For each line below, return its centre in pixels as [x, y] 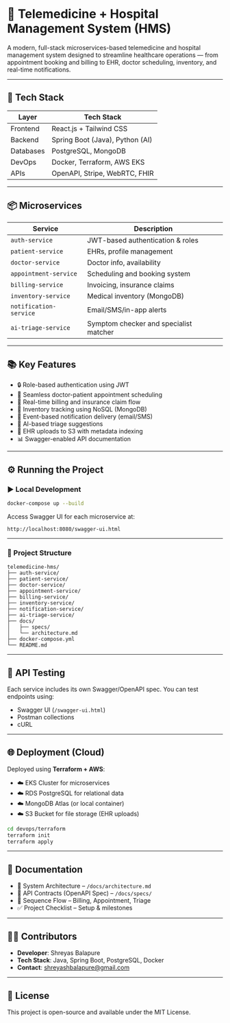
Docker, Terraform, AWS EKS [98, 162]
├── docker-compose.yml [41, 639]
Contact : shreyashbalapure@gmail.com [73, 967]
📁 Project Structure [39, 552]
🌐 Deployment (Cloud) [56, 753]
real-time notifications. [39, 69]
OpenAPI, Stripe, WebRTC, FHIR [102, 173]
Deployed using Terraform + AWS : [56, 769]
